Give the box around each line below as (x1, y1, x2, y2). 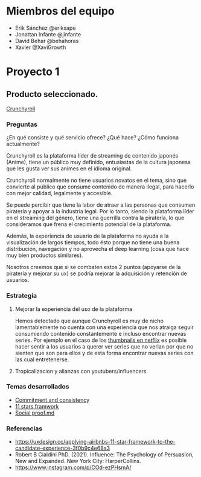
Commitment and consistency (14, 396, 90, 404)
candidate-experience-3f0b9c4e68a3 (14, 444, 110, 452)
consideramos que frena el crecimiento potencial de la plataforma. (6, 221, 172, 228)
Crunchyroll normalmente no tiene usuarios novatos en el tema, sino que (6, 177, 187, 184)
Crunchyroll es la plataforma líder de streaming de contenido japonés (6, 152, 179, 159)
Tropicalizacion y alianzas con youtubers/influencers (14, 367, 147, 375)
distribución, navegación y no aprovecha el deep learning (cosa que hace (6, 245, 189, 253)
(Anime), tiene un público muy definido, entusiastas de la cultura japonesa (6, 159, 191, 166)
